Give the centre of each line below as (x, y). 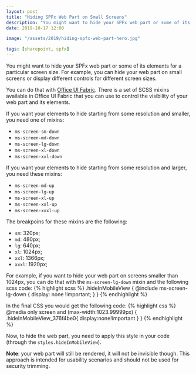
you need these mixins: (34, 174)
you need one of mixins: (35, 120)
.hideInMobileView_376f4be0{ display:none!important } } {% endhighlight (94, 318)
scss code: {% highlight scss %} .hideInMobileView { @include (82, 288)
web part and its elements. (38, 102)
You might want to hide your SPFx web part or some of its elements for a (94, 66)
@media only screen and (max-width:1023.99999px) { (72, 312)
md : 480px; (27, 239)
